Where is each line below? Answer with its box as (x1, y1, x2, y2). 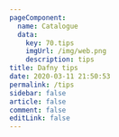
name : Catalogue (17, 22, 78, 31)
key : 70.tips (25, 38, 75, 48)
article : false (9, 96, 67, 106)
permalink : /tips (9, 80, 75, 89)
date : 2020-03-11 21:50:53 (9, 72, 111, 81)
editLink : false (9, 114, 70, 123)
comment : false (9, 105, 67, 114)
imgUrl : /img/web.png (25, 47, 106, 56)
